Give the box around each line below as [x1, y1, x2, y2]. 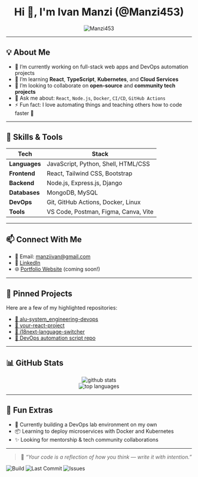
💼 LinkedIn [14, 259, 41, 267]
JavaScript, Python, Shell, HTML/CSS [47, 159, 150, 167]
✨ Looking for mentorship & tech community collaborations [14, 436, 159, 443]
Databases [9, 188, 40, 196]
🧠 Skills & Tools [6, 132, 63, 142]
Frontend [9, 169, 35, 177]
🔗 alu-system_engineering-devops [14, 315, 98, 323]
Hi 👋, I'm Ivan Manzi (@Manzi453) [14, 5, 184, 19]
